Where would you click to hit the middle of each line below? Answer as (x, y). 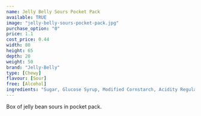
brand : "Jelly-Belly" (33, 67)
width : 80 (19, 45)
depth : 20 (19, 56)
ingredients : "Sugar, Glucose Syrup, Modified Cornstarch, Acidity (92, 90)
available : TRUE (26, 17)
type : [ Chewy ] (24, 73)
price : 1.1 (20, 34)
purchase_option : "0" (33, 28)
